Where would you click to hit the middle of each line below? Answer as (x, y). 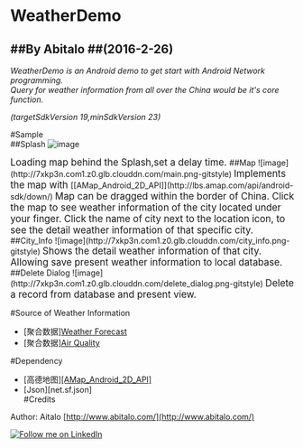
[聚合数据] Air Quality (61, 343)
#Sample (27, 135)
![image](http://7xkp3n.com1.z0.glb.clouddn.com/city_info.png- (172, 241)
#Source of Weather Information (70, 313)
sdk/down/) (32, 196)
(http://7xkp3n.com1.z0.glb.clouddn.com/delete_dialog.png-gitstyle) (137, 284)
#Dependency (37, 361)
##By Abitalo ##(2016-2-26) (92, 49)
